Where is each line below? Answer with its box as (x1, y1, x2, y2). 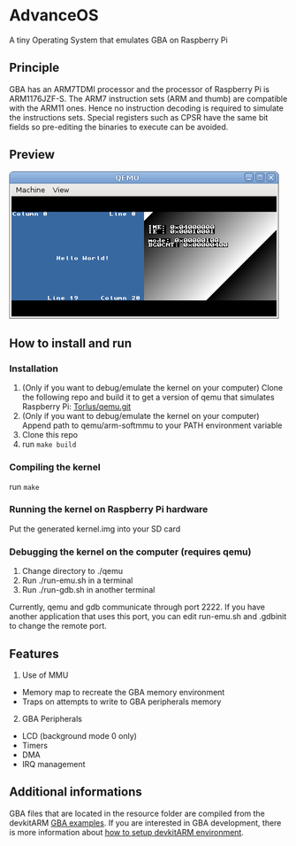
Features (9, 646, 59, 661)
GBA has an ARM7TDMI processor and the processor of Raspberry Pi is (9, 83, 270, 94)
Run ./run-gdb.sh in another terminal (21, 585, 156, 595)
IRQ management (21, 758, 86, 769)
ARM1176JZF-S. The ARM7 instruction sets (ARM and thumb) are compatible (9, 93, 288, 104)
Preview (9, 147, 56, 162)
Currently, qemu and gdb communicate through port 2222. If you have (9, 602, 265, 612)
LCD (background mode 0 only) (21, 730, 137, 741)
